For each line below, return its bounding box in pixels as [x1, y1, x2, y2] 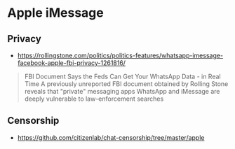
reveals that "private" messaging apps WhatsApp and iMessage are [24, 87, 220, 95]
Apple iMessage [7, 5, 104, 21]
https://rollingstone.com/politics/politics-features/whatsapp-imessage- [17, 51, 223, 59]
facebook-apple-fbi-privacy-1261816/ [17, 59, 126, 67]
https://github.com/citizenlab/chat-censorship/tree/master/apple [17, 133, 205, 141]
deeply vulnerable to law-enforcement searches [24, 94, 164, 103]
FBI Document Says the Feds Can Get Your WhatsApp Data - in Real [24, 72, 221, 80]
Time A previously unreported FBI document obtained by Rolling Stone [24, 80, 229, 88]
